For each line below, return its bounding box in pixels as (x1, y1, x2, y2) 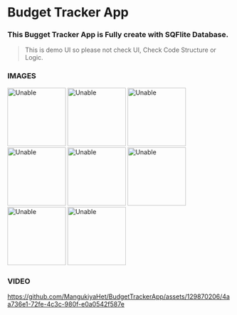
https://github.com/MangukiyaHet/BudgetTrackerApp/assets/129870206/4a (7, 292, 230, 301)
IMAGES (7, 71, 37, 81)
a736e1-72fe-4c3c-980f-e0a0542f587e (7, 300, 125, 309)
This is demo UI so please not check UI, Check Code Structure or (24, 46, 217, 54)
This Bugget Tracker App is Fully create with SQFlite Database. (7, 30, 229, 40)
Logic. (24, 53, 44, 62)
